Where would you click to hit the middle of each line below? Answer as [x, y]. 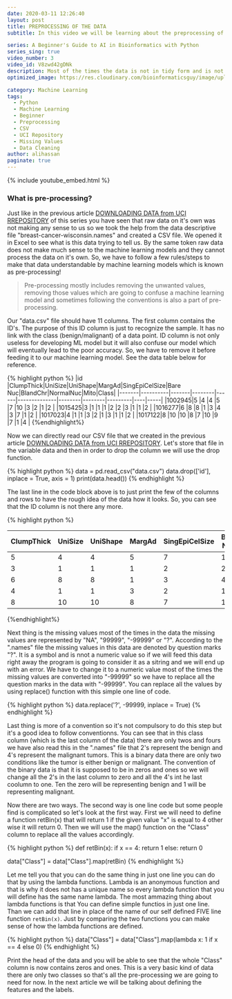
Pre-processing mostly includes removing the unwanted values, [115, 286]
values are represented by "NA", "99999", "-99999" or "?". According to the [115, 640]
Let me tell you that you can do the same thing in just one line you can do [111, 875]
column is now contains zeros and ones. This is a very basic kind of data [110, 968]
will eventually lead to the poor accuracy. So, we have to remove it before [112, 351]
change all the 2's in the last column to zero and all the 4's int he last [105, 777]
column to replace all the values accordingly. [71, 834]
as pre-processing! [34, 272]
